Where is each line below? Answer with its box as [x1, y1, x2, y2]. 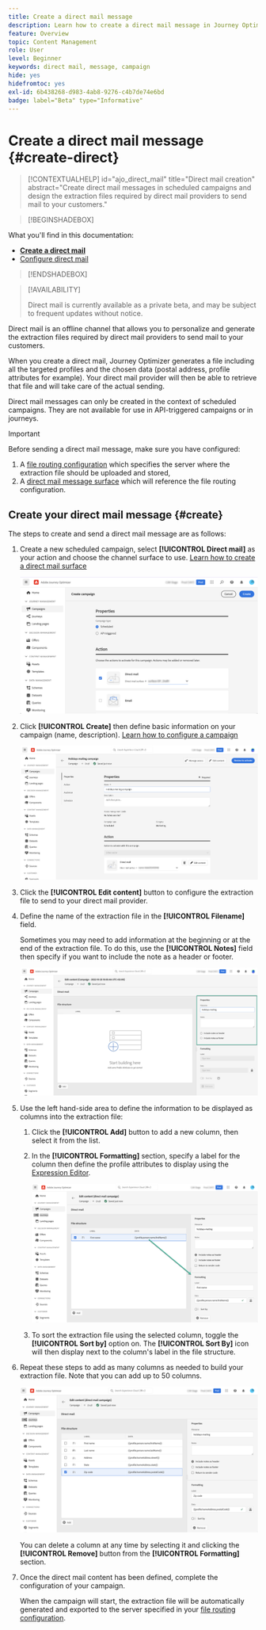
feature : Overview [8, 29, 69, 37]
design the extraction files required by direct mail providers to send [27, 191, 247, 201]
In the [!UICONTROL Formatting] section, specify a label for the [31, 1151, 241, 1161]
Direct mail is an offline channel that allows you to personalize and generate [8, 324, 256, 334]
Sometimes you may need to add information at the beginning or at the [19, 935, 251, 945]
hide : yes [8, 71, 41, 79]
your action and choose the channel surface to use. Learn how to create [19, 553, 256, 563]
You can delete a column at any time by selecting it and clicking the [19, 1540, 240, 1550]
